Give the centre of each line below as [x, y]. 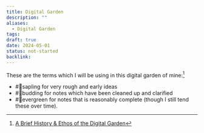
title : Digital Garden [35, 12]
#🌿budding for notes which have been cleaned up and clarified [94, 93]
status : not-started [32, 51]
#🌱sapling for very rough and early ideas [66, 87]
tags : [13, 34]
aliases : [17, 23]
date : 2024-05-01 [28, 46]
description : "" [27, 18]
